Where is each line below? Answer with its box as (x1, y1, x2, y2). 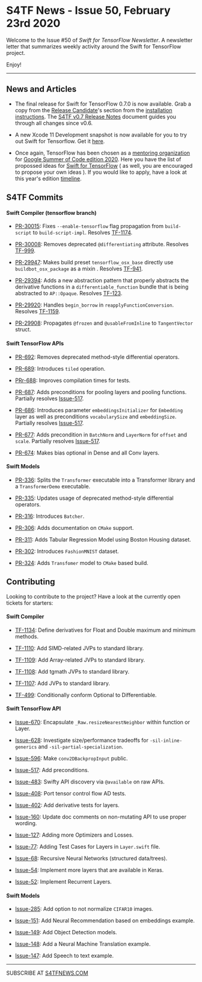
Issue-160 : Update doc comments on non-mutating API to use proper (14, 813, 187, 820)
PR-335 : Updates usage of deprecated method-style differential (14, 494, 174, 502)
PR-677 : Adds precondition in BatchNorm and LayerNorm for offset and (14, 431, 188, 438)
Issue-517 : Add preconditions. (14, 766, 89, 773)
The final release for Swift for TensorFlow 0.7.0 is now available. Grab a (14, 100, 191, 107)
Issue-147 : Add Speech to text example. (14, 952, 114, 960)
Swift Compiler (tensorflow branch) (6, 209, 97, 216)
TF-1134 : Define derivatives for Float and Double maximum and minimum (14, 626, 196, 634)
